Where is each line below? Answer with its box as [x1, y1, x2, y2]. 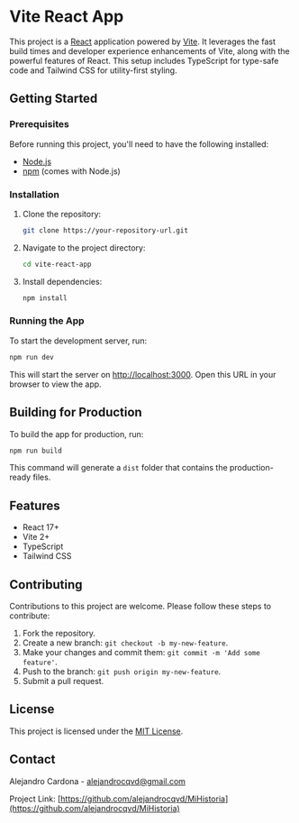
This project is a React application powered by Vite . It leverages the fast [9, 36, 276, 47]
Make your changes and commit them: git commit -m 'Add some [22, 647, 261, 658]
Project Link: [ [9, 793, 61, 804]
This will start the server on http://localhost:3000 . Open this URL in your [9, 369, 276, 379]
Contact [9, 752, 56, 767]
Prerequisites [9, 118, 69, 131]
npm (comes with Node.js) [22, 165, 122, 177]
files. [32, 471, 51, 483]
